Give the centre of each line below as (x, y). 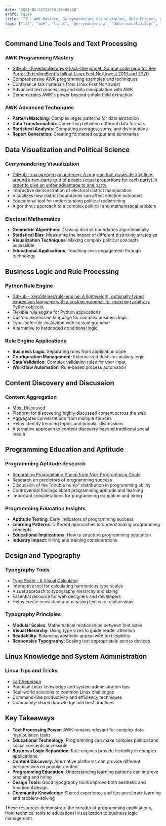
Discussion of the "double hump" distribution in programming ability (81, 485)
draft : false (19, 14)
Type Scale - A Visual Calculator (45, 581)
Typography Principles (33, 614)
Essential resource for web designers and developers (66, 596)
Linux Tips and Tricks (31, 671)
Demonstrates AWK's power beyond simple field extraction (72, 95)
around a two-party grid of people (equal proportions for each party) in (84, 180)
